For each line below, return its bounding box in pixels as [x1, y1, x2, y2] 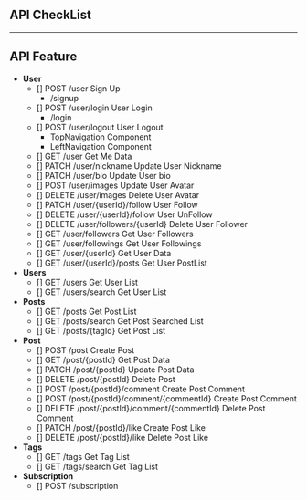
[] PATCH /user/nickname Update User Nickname [36, 160, 222, 172]
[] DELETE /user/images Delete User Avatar [36, 189, 199, 200]
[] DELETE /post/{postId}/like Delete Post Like [36, 432, 208, 443]
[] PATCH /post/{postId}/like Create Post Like [36, 422, 206, 432]
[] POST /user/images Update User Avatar [36, 180, 195, 191]
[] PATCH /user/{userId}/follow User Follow [36, 199, 198, 210]
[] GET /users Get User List [36, 276, 139, 287]
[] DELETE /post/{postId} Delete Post [36, 373, 175, 384]
